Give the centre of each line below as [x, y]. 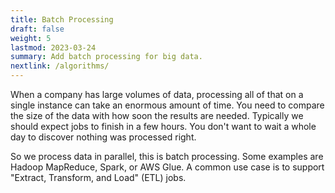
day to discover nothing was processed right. [103, 137]
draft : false [37, 29]
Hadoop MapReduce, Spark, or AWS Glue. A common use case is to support [167, 167]
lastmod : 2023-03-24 [53, 47]
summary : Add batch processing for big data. [106, 57]
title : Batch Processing [62, 19]
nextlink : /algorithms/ [60, 66]
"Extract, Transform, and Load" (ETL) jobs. [98, 177]
